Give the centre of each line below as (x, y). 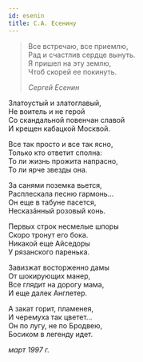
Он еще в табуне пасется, (52, 202)
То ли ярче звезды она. (48, 169)
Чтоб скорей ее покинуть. (72, 71)
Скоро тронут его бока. (48, 234)
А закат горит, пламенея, (51, 308)
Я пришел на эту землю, (70, 63)
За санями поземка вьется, (55, 185)
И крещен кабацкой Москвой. (59, 128)
